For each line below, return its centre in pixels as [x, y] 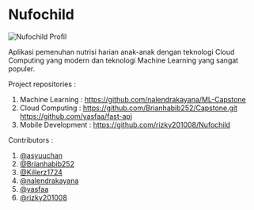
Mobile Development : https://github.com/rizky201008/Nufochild [125, 124]
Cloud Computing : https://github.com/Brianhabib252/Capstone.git [129, 108]
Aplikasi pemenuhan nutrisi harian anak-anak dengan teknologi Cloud [121, 52]
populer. [22, 68]
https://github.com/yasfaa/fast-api [76, 116]
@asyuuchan [41, 155]
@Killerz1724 [41, 172]
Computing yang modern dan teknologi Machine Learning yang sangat [123, 60]
